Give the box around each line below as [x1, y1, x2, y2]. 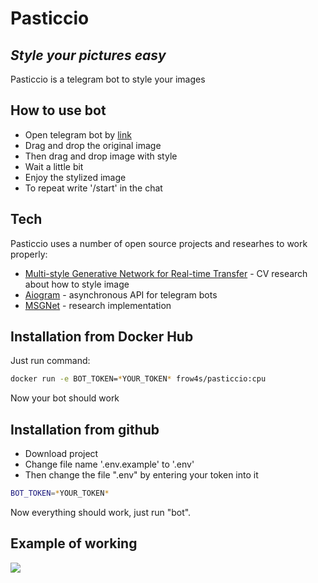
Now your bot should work [10, 392, 120, 404]
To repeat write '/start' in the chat [24, 182, 163, 194]
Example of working [10, 535, 138, 552]
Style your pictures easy [10, 47, 167, 64]
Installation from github [10, 421, 160, 438]
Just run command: [10, 355, 91, 367]
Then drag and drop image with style [24, 150, 178, 162]
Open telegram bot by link [24, 128, 132, 141]
